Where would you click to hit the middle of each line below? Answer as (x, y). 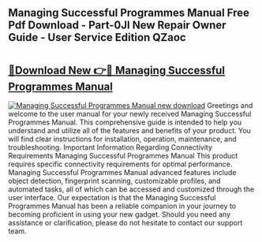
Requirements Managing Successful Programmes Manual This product (123, 156)
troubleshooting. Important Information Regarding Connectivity (110, 147)
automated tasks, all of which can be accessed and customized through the (131, 189)
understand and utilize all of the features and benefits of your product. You (129, 130)
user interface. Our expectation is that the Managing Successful (112, 197)
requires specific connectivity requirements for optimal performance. (120, 164)
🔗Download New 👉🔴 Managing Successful (117, 70)
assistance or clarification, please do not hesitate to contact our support (125, 223)
